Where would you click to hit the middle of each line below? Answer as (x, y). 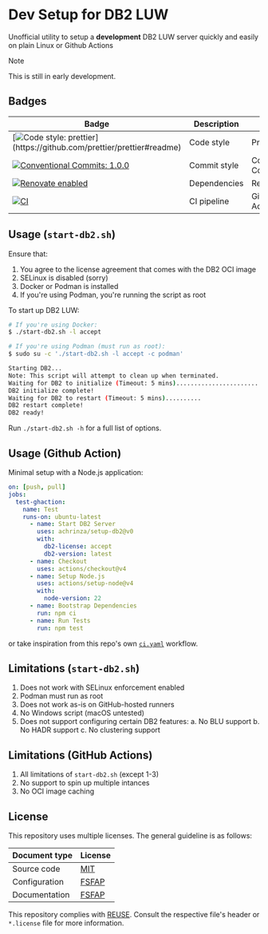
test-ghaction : (41, 502)
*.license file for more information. (66, 923)
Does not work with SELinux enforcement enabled (102, 687)
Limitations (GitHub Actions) (81, 755)
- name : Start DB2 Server (72, 524)
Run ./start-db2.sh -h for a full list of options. (85, 428)
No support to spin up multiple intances (85, 783)
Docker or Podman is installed (69, 286)
